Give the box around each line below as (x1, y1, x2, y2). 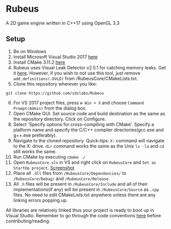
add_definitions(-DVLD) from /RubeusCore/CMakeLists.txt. (13, 75, 138, 82)
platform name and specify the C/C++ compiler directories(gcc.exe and (13, 126, 164, 133)
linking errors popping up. (13, 197, 68, 203)
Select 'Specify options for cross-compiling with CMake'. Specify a (13, 121, 155, 128)
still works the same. (13, 148, 57, 155)
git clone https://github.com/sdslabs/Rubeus (6, 90, 104, 96)
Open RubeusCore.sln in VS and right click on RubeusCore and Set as (13, 159, 156, 165)
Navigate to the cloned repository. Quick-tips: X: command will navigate (13, 137, 165, 143)
